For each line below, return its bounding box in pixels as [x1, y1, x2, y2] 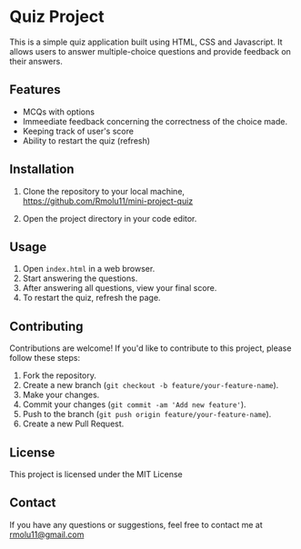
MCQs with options [22, 106, 95, 117]
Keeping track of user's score [22, 125, 135, 136]
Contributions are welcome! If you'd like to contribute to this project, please [9, 343, 292, 354]
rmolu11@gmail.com [9, 529, 85, 540]
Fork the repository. [22, 370, 97, 381]
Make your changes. [22, 389, 100, 401]
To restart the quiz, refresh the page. [22, 293, 161, 304]
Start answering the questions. [22, 273, 138, 284]
